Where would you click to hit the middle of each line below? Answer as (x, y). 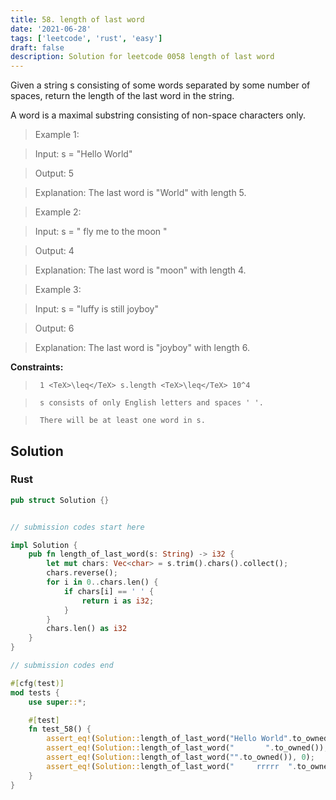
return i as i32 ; (118, 601)
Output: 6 (54, 328)
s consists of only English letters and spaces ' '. (151, 403)
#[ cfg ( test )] (37, 683)
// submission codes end (62, 666)
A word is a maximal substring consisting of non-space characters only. (158, 115)
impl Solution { (44, 545)
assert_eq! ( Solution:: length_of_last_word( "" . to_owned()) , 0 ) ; (180, 757)
